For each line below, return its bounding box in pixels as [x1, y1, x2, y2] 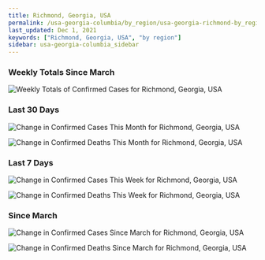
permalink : [8, 19, 44, 27]
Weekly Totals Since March [8, 67, 115, 78]
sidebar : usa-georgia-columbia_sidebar [8, 41, 140, 49]
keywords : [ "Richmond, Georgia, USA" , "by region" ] [8, 33, 181, 42]
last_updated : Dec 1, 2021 [8, 26, 97, 34]
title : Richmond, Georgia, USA [8, 11, 111, 20]
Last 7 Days [8, 157, 54, 168]
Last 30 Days [8, 104, 60, 115]
